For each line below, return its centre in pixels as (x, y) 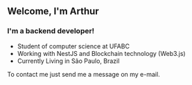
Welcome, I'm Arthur (53, 11)
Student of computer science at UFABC (73, 46)
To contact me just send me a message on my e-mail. (84, 74)
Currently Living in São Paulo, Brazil (68, 61)
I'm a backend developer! (51, 31)
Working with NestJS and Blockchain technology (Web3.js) (101, 53)
